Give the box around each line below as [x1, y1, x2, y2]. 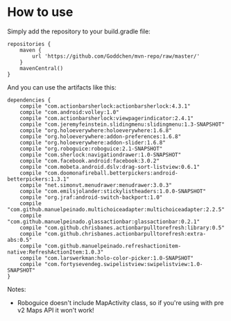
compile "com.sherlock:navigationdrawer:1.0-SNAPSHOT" [19, 151, 182, 158]
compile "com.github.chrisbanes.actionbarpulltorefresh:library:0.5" [19, 224, 225, 231]
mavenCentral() [19, 65, 64, 72]
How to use [7, 4, 74, 20]
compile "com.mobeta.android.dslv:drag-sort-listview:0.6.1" [19, 163, 200, 170]
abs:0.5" [7, 236, 33, 243]
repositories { [7, 40, 51, 47]
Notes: [7, 285, 26, 293]
